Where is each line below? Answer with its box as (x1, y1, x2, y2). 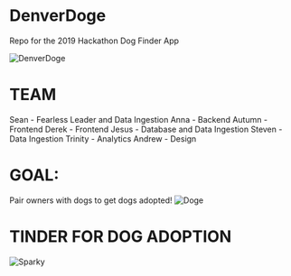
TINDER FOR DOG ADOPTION (9, 226, 232, 246)
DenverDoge (9, 5, 107, 26)
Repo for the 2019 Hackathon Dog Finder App (9, 35, 179, 46)
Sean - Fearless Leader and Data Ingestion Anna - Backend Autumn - (9, 114, 268, 124)
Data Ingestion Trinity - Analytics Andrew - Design (9, 133, 197, 144)
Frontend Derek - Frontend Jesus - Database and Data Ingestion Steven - (9, 124, 283, 134)
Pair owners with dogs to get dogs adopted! (9, 195, 174, 206)
